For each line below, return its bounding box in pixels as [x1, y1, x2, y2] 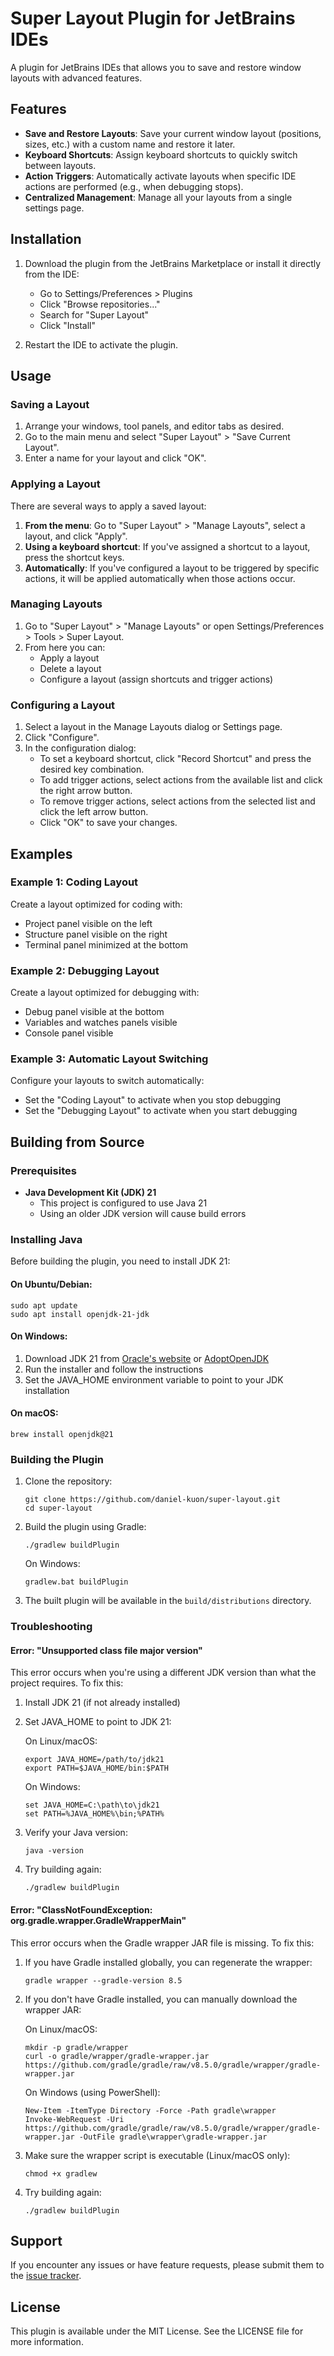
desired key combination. [39, 763, 145, 776]
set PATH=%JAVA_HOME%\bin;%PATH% [24, 1809, 165, 1819]
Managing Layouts [10, 597, 103, 611]
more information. [10, 2336, 84, 2348]
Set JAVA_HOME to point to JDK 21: [24, 1716, 172, 1728]
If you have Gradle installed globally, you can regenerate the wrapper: [24, 1956, 313, 1968]
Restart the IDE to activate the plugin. [24, 338, 179, 351]
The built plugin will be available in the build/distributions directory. [24, 1595, 312, 1607]
